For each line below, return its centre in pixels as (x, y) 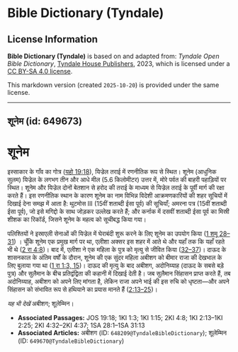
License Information (52, 39)
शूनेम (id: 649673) (45, 121)
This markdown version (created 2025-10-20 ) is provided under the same (113, 85)
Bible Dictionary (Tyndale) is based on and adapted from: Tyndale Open (113, 56)
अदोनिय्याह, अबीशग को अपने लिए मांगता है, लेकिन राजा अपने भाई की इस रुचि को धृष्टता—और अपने (118, 282)
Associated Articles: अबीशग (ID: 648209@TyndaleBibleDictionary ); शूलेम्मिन (122, 333)
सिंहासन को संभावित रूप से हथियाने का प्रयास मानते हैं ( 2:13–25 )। (83, 290)
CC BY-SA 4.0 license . (40, 71)
